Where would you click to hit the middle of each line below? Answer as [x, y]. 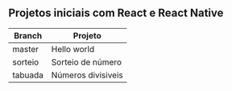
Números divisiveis [87, 75]
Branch [28, 35]
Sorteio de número [87, 61]
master [25, 49]
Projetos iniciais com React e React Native [116, 13]
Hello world [73, 49]
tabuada [28, 75]
